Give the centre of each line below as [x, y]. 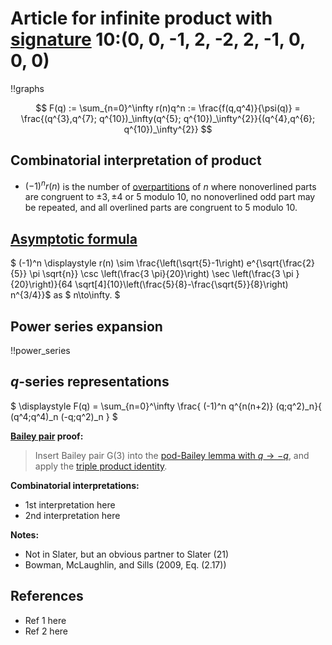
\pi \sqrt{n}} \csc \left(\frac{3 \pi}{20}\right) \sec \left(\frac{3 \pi [161, 274]
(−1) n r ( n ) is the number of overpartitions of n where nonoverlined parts [170, 185]
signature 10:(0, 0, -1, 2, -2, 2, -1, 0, [158, 39]
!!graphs [27, 88]
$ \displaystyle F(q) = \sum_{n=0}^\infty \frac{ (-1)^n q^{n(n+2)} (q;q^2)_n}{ [166, 406]
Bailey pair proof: [47, 436]
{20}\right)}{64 [41, 284]
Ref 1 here [45, 620]
